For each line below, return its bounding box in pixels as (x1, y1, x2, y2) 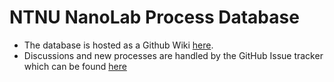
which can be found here (23, 60, 127, 72)
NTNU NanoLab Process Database (9, 6, 300, 29)
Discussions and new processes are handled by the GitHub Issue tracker (23, 49, 324, 61)
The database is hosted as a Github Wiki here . (23, 39, 214, 51)
